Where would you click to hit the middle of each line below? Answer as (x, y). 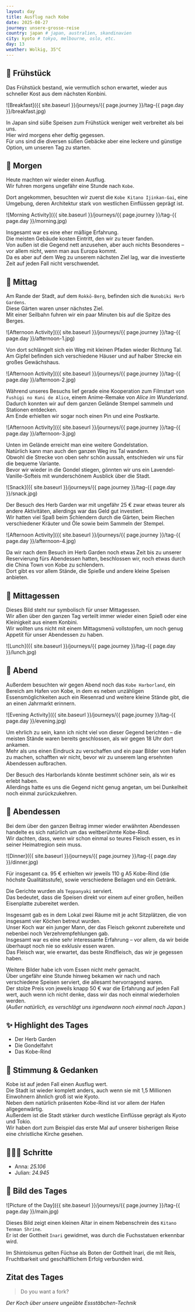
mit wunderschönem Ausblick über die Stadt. (96, 476)
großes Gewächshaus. (33, 362)
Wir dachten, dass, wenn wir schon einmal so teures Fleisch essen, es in (93, 838)
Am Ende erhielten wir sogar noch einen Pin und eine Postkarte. (83, 416)
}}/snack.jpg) (22, 494)
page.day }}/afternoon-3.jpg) (41, 434)
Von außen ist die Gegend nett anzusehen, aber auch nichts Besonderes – (95, 245)
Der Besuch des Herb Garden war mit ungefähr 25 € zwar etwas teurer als (95, 505)
